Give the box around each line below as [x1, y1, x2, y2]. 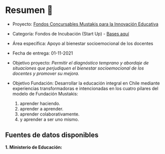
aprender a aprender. [19, 105, 64, 111]
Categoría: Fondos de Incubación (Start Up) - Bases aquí [12, 30, 130, 36]
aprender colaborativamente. [19, 111, 80, 117]
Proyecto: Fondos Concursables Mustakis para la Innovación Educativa [12, 21, 159, 27]
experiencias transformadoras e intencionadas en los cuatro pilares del [12, 85, 159, 91]
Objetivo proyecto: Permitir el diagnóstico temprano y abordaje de [12, 59, 149, 65]
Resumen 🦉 [5, 4, 53, 16]
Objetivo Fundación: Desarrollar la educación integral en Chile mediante [12, 80, 161, 86]
